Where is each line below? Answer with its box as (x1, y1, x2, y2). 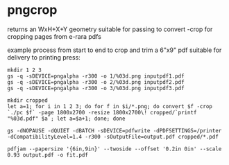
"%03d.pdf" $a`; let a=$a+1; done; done (7, 115, 126, 122)
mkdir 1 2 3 (7, 67, 42, 73)
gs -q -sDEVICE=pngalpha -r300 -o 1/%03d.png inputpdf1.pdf (7, 72, 185, 80)
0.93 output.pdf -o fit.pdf (7, 151, 89, 158)
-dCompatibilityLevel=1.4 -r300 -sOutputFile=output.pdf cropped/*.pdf (7, 133, 219, 140)
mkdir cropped (7, 96, 49, 104)
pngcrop (7, 2, 58, 18)
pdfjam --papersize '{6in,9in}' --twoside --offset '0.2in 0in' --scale (7, 145, 222, 153)
